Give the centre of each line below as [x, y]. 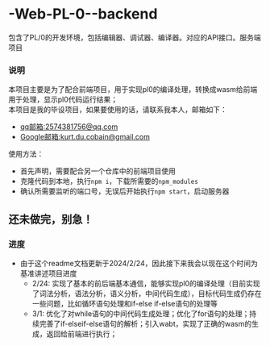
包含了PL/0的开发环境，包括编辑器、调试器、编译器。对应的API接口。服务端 [135, 37]
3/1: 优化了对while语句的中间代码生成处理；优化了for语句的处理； [141, 313]
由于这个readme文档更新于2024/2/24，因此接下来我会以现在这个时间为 [139, 263]
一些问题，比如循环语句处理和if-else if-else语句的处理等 [125, 303]
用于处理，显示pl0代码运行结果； [63, 100]
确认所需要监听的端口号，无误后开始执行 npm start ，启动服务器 [125, 191]
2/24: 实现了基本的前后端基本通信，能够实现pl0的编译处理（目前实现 [146, 283]
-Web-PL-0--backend [83, 14]
